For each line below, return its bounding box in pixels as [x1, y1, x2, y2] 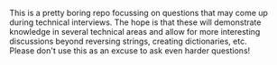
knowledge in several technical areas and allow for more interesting [9, 27, 261, 37]
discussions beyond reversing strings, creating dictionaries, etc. [9, 36, 247, 46]
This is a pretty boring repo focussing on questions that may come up [9, 8, 269, 18]
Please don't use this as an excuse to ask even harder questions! [9, 45, 251, 56]
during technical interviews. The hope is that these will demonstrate [9, 17, 262, 28]
